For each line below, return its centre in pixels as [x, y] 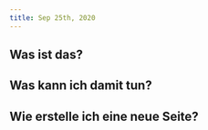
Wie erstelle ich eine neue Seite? [104, 116]
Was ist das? [47, 55]
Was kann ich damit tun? [81, 86]
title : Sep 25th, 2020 [52, 18]
